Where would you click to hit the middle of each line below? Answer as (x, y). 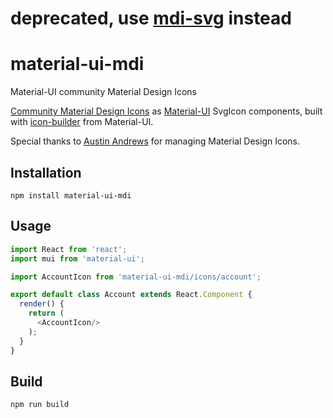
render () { (42, 304)
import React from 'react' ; (69, 249)
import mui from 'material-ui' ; (77, 258)
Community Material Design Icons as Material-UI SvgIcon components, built (166, 111)
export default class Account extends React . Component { (131, 295)
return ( (46, 313)
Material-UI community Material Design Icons (103, 92)
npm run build (40, 405)
